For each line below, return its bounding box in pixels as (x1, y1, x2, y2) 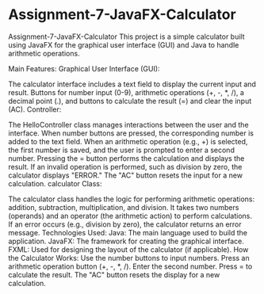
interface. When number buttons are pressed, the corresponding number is (8, 128, 254, 138)
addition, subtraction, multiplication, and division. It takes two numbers (8, 202, 239, 212)
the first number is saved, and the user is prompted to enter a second (8, 145, 235, 155)
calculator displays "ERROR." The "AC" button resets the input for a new (8, 170, 243, 180)
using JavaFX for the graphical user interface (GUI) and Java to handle (8, 40, 239, 49)
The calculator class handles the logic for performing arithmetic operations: (8, 194, 255, 204)
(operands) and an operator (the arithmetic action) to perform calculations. (8, 211, 252, 220)
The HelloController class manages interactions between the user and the (8, 120, 249, 129)
